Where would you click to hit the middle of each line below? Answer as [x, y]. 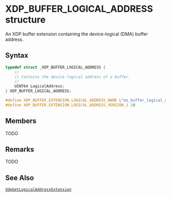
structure [25, 20]
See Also [20, 178]
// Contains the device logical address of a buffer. [73, 77]
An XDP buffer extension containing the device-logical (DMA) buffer [77, 34]
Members [21, 121]
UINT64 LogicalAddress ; [40, 86]
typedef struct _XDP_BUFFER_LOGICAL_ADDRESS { [55, 67]
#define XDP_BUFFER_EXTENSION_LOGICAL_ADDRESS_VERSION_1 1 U [70, 105]
